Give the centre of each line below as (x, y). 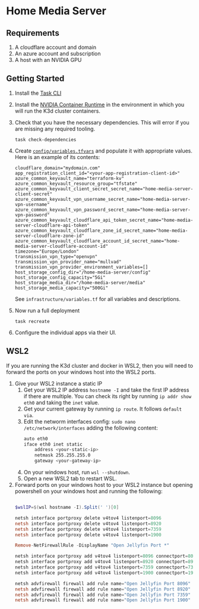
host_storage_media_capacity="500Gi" (61, 288)
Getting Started (35, 79)
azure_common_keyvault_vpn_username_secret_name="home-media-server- (103, 199)
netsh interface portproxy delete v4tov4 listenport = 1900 (88, 535)
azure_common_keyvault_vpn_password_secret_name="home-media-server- (103, 210)
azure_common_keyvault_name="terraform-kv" (70, 178)
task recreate (32, 321)
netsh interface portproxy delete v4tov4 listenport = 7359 (88, 529)
